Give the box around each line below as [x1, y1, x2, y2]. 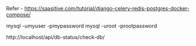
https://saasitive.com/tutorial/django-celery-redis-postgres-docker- [24, 5, 190, 12]
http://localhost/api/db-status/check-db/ [6, 34, 105, 40]
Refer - [6, 5, 24, 12]
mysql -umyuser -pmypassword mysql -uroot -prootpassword [6, 23, 158, 29]
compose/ [6, 11, 31, 18]
